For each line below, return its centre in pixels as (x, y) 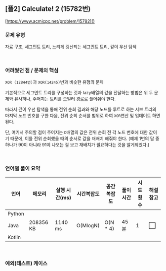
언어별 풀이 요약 (23, 169)
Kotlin (14, 237)
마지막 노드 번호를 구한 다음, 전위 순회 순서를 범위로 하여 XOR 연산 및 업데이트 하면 (83, 116)
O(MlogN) (88, 225)
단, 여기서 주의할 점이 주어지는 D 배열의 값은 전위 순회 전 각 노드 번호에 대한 (77, 133)
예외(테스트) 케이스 (26, 263)
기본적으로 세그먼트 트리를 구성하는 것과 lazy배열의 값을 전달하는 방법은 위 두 (79, 93)
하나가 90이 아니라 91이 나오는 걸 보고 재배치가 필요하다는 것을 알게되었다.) (77, 145)
